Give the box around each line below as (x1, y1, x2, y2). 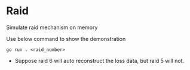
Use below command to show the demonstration (6, 35, 126, 42)
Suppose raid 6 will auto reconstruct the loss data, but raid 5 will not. (14, 57, 184, 64)
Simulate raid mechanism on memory (6, 24, 98, 31)
